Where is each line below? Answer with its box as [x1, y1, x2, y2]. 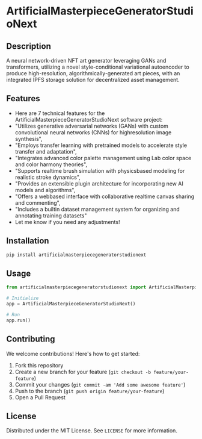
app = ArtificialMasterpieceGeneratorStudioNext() [6, 301, 136, 307]
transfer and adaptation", [14, 148, 77, 155]
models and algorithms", [14, 186, 76, 193]
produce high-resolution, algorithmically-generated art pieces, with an [6, 70, 180, 76]
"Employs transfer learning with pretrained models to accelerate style [14, 142, 188, 149]
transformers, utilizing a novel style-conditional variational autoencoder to [6, 63, 189, 70]
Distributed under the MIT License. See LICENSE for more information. [6, 427, 177, 434]
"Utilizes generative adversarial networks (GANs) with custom [14, 122, 168, 129]
